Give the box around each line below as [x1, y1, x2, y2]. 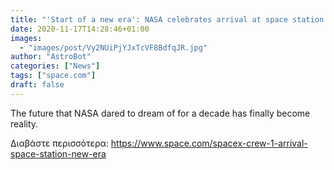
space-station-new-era [10, 147, 107, 160]
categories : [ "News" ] [10, 61, 101, 71]
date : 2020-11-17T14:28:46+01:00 [10, 24, 150, 34]
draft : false [10, 80, 65, 90]
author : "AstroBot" [10, 52, 92, 62]
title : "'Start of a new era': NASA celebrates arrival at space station [10, 14, 325, 25]
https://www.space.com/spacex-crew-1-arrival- [110, 137, 308, 149]
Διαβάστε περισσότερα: [10, 137, 109, 149]
